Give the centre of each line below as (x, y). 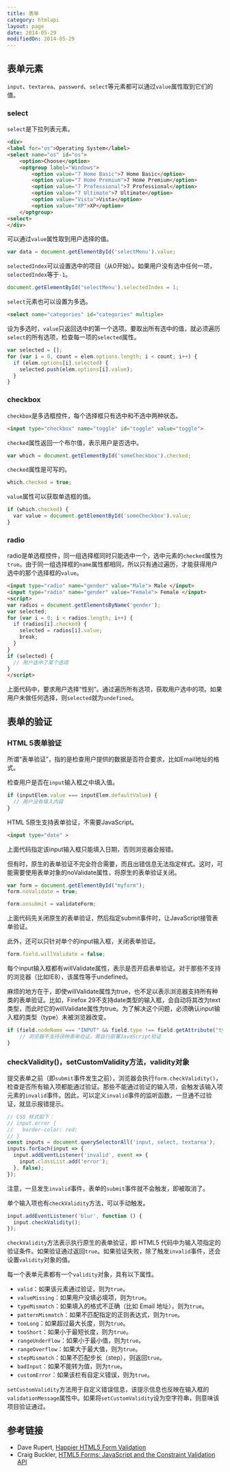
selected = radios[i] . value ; (61, 631)
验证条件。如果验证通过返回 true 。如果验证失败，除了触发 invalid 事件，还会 (114, 1252)
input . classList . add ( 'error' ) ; (64, 1162)
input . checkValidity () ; (47, 1222)
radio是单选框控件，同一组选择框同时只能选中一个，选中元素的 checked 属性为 (115, 556)
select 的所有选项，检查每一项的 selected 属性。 (74, 337)
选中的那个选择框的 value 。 (45, 573)
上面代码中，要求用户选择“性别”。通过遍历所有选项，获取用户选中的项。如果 (115, 689)
